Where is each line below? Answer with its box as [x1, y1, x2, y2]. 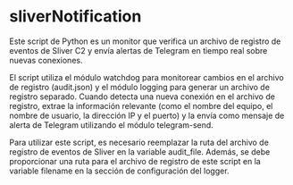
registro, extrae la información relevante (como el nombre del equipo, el [9, 100, 273, 111]
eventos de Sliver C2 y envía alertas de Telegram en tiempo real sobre [9, 45, 268, 55]
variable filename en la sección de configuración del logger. [9, 165, 230, 176]
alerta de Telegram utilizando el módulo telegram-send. [9, 119, 214, 130]
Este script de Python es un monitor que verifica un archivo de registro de [9, 36, 281, 46]
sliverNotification [9, 6, 142, 27]
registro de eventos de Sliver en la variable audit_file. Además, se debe [9, 146, 271, 157]
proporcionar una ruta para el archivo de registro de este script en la [9, 156, 261, 166]
